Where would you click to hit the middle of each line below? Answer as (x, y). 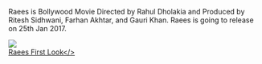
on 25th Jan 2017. (37, 28)
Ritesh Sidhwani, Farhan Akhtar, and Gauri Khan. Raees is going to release (131, 20)
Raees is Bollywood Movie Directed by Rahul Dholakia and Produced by (127, 12)
